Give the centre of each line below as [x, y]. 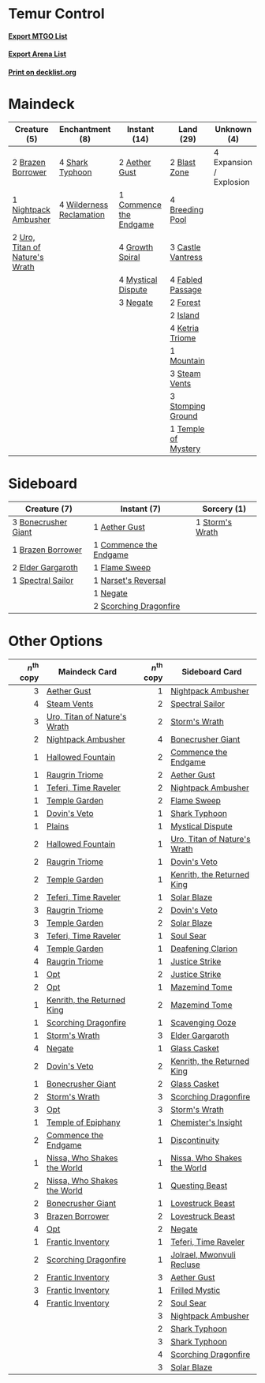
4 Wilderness [84, 205]
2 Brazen [29, 162]
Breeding [187, 209]
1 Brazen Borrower [47, 550]
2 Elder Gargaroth [45, 567]
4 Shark [73, 162]
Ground [184, 415]
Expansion [233, 162]
